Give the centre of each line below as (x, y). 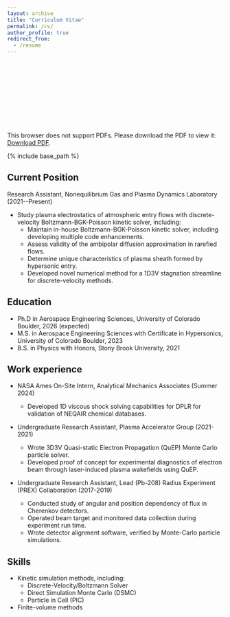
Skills (19, 562)
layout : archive (30, 13)
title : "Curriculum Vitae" (46, 20)
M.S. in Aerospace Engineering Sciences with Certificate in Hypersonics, (120, 333)
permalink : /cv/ (30, 26)
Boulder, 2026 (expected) (54, 326)
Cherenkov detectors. (58, 511)
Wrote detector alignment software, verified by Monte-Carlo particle (124, 532)
